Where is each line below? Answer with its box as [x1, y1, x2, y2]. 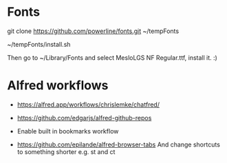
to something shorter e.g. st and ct [17, 147, 116, 155]
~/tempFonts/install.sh [7, 40, 71, 48]
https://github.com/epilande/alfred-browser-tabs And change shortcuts [17, 140, 220, 149]
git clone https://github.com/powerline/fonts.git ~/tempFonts [7, 27, 180, 35]
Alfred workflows [7, 78, 109, 94]
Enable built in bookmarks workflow [17, 127, 119, 135]
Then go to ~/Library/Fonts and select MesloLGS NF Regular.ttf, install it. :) [7, 53, 218, 62]
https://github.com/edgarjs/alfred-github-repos [17, 113, 152, 122]
